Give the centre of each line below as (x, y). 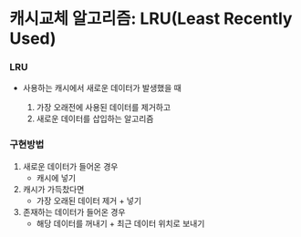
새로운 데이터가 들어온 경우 (70, 166)
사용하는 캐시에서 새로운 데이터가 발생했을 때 (102, 88)
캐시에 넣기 (56, 178)
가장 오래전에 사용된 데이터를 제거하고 (104, 108)
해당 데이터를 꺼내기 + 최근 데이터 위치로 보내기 (120, 223)
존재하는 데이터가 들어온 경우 (74, 211)
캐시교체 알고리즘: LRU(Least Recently (151, 19)
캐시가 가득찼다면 (53, 189)
